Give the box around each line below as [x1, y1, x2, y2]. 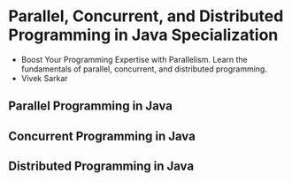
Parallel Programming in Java [8, 99, 173, 114]
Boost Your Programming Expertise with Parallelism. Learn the [20, 54, 249, 64]
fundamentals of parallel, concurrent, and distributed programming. [20, 64, 267, 74]
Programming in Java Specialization [8, 25, 279, 45]
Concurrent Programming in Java [8, 128, 196, 143]
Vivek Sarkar [20, 72, 68, 83]
